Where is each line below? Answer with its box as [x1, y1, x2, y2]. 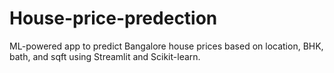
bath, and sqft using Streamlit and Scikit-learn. [9, 50, 201, 62]
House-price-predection [9, 7, 218, 30]
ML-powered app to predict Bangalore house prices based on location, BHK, [9, 40, 324, 52]
